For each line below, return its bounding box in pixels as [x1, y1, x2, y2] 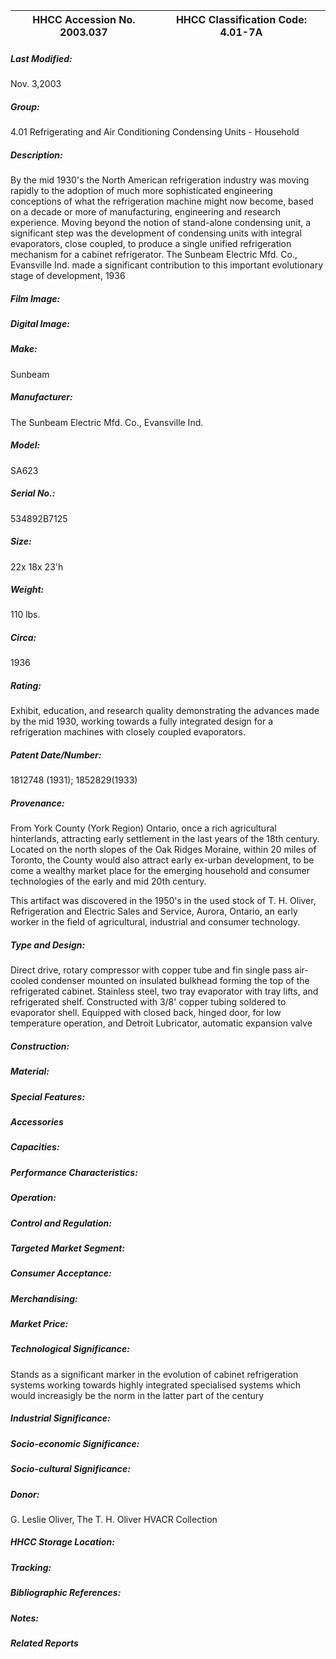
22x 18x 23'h [10, 560, 64, 573]
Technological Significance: [10, 1343, 130, 1355]
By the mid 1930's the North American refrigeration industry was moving [10, 174, 310, 186]
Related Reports [10, 1637, 79, 1649]
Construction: [10, 1040, 70, 1052]
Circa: [10, 632, 37, 644]
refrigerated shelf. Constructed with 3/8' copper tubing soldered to [10, 996, 287, 1008]
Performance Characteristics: [10, 1166, 138, 1178]
